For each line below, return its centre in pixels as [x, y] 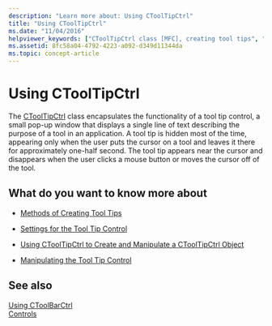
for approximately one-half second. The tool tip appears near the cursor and [136, 150]
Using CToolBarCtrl [40, 305]
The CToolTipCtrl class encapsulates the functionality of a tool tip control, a [134, 116]
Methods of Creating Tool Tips [71, 212]
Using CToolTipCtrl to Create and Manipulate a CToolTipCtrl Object [132, 244]
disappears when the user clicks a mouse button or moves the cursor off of [134, 159]
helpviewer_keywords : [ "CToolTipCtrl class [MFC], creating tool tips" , [134, 39]
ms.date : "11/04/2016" [47, 31]
